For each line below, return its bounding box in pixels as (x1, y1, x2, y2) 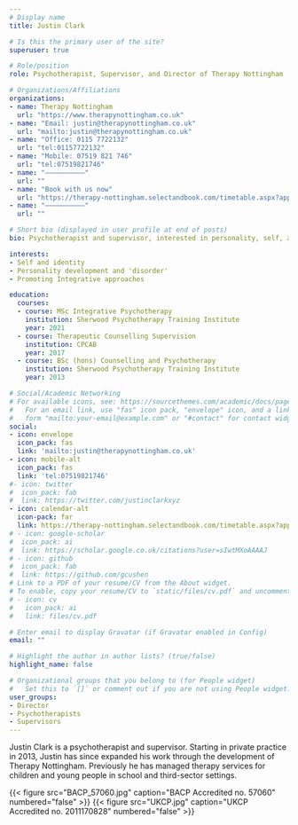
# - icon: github (9, 554, 74, 563)
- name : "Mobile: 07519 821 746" (9, 152, 133, 161)
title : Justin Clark (9, 21, 86, 30)
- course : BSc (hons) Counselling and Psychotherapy (17, 357, 216, 365)
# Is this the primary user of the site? (9, 37, 165, 46)
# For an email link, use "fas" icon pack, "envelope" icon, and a (9, 405, 272, 414)
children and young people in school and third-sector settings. (9, 770, 238, 781)
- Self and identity (9, 258, 86, 267)
